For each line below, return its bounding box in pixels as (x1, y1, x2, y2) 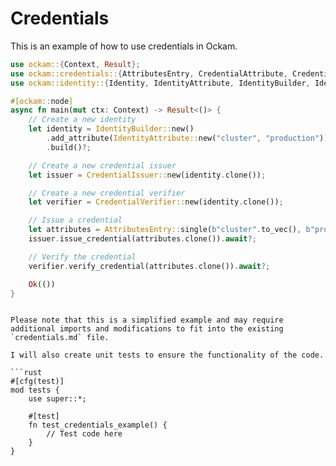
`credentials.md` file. (10, 333, 110, 343)
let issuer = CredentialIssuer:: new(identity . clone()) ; (28, 170, 267, 180)
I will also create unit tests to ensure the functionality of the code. (10, 350, 325, 361)
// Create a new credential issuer (28, 160, 177, 171)
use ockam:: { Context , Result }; (10, 59, 141, 69)
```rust (10, 368, 43, 378)
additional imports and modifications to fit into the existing (10, 324, 284, 334)
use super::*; (28, 394, 87, 404)
